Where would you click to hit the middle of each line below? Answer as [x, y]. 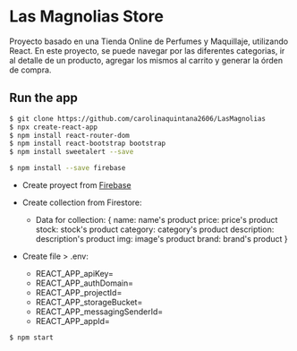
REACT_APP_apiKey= [75, 274]
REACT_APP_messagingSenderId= [99, 312]
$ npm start [31, 338]
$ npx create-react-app [54, 127]
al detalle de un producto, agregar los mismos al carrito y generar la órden [146, 60]
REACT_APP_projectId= [79, 292]
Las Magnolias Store [86, 17]
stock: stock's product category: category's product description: [155, 229]
